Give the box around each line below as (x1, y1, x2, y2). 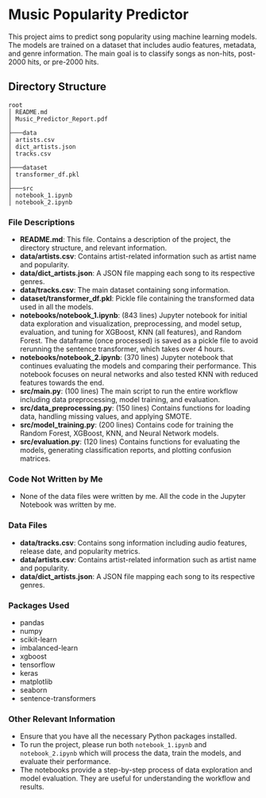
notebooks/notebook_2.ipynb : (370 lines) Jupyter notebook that (19, 353, 233, 363)
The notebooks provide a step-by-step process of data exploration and (19, 765, 253, 775)
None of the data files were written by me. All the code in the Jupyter (19, 492, 246, 501)
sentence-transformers (19, 693, 97, 703)
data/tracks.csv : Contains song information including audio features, (19, 538, 248, 547)
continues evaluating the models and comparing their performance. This (19, 361, 256, 370)
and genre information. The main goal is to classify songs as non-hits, (8, 48, 237, 58)
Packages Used (8, 600, 70, 611)
